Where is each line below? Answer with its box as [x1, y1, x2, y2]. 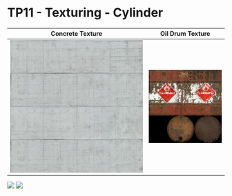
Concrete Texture [50, 30, 102, 38]
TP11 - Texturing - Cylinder [7, 5, 164, 21]
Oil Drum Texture [159, 30, 211, 38]
